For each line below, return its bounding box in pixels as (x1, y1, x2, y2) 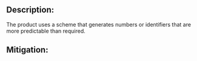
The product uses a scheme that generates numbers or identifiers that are (6, 21, 192, 28)
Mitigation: (6, 45, 48, 55)
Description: (6, 5, 55, 15)
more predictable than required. (6, 27, 86, 34)
